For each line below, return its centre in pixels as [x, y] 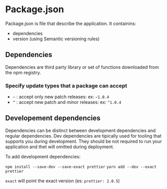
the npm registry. [23, 72]
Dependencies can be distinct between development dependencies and [80, 130]
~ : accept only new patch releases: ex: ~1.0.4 [61, 97]
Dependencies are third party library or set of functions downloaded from [82, 67]
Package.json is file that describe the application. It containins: [71, 23]
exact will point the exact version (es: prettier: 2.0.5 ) [63, 181]
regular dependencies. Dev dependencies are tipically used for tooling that [83, 136]
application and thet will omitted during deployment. [60, 147]
